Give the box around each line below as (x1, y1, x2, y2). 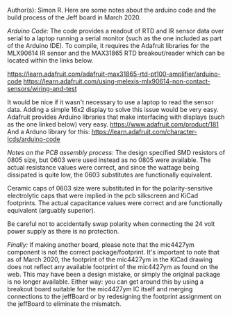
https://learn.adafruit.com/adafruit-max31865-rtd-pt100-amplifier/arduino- (7, 70, 221, 78)
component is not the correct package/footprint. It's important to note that (7, 248, 220, 256)
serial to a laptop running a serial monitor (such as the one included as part (7, 34, 222, 42)
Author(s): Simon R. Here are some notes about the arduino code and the (7, 6, 217, 14)
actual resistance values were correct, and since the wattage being (7, 163, 199, 171)
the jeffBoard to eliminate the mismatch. (7, 300, 122, 308)
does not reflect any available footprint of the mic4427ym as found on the (7, 263, 219, 270)
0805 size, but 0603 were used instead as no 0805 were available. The (7, 156, 211, 164)
